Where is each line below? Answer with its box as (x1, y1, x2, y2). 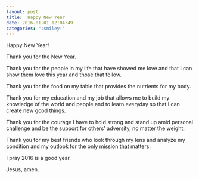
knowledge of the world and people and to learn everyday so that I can (6, 101, 181, 108)
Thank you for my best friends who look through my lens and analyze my (6, 137, 186, 144)
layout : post (6, 8, 39, 15)
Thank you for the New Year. (6, 53, 76, 60)
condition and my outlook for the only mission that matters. (6, 143, 151, 150)
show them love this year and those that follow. (6, 71, 122, 78)
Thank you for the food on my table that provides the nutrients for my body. (6, 83, 192, 90)
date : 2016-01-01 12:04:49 (6, 20, 73, 26)
